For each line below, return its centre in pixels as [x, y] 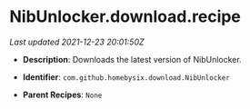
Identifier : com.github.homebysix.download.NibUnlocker [126, 77]
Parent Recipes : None [62, 94]
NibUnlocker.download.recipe [125, 17]
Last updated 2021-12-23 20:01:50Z [77, 42]
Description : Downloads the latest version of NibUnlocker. [132, 59]
